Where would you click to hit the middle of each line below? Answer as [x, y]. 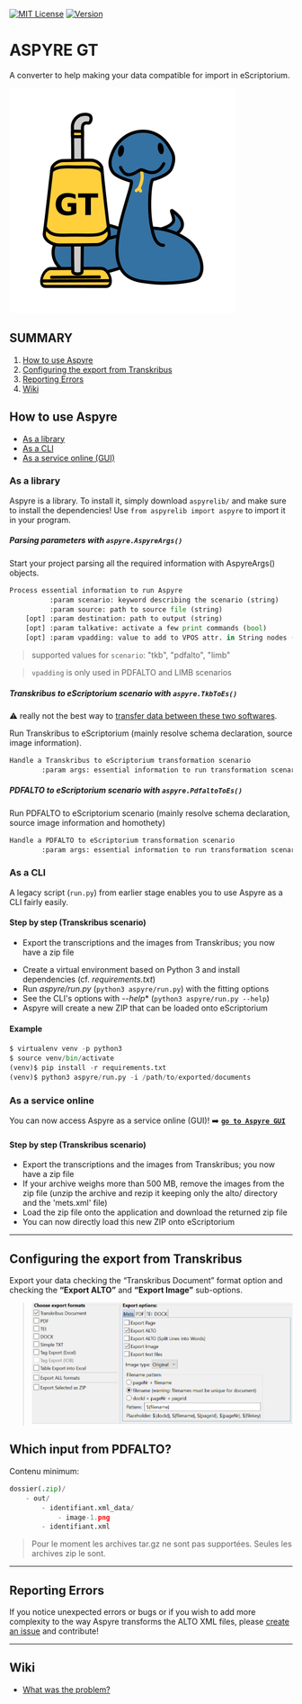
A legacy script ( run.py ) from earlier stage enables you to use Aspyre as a [146, 893]
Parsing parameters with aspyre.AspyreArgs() [96, 540]
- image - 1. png [84, 1518]
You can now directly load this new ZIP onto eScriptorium [129, 1222]
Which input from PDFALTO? [91, 1450]
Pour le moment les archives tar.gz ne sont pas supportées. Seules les [161, 1544]
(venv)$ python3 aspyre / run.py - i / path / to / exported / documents [130, 1077]
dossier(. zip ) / [38, 1489]
